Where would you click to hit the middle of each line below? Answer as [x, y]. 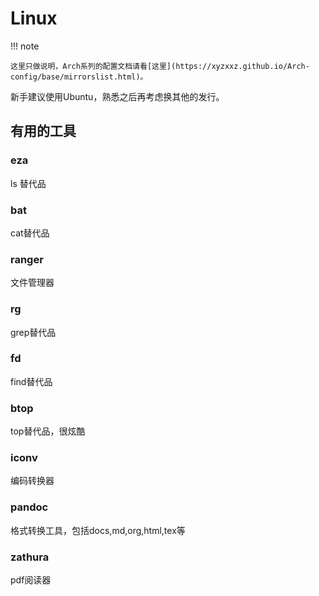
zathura [30, 557]
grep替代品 [33, 332]
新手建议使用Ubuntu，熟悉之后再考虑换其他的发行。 [117, 96]
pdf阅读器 [31, 580]
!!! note [25, 46]
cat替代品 [30, 233]
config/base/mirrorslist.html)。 [79, 77]
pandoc [29, 507]
